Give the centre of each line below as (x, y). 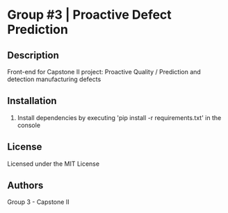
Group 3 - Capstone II (38, 202)
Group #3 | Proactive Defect (89, 15)
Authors (25, 186)
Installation (32, 101)
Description (33, 55)
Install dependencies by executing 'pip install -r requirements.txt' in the (119, 117)
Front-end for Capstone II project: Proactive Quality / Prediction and (104, 72)
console (28, 125)
